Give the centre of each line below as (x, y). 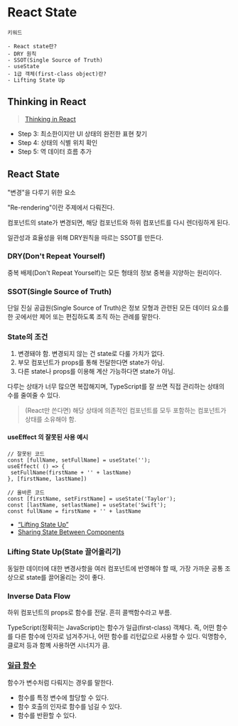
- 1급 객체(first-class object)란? (57, 74)
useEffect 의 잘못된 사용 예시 (48, 437)
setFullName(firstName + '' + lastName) (71, 472)
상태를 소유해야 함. (50, 419)
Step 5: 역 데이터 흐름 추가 (55, 151)
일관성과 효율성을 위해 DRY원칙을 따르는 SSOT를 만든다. (85, 237)
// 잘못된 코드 (26, 454)
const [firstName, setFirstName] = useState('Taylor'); (92, 499)
